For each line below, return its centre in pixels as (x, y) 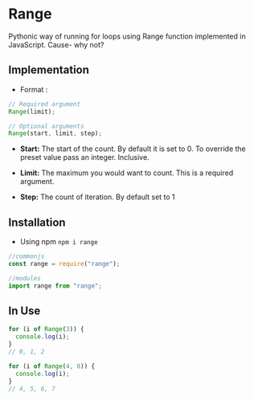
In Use (25, 310)
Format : (34, 89)
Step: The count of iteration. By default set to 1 (97, 197)
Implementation (49, 70)
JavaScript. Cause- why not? (56, 44)
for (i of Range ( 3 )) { (46, 329)
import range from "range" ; (55, 286)
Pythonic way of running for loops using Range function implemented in (127, 36)
